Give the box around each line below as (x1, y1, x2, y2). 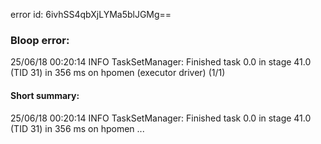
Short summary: (10, 89, 80, 101)
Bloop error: (10, 33, 70, 47)
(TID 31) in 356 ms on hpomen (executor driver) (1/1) (10, 67, 226, 79)
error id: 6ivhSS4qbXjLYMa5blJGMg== (10, 9, 172, 20)
